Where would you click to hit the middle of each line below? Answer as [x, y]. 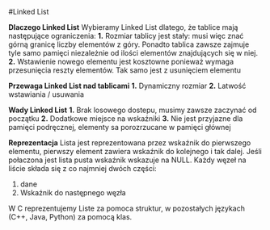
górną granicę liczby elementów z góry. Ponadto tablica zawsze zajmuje [129, 44]
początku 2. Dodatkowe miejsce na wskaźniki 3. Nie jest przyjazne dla [126, 119]
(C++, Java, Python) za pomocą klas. [70, 217]
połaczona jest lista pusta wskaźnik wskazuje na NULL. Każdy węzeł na [127, 160]
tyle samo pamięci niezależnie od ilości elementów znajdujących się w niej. [133, 53]
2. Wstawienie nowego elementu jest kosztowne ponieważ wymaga [121, 61]
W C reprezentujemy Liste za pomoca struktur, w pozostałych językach [127, 208]
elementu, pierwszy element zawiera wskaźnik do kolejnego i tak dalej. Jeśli [135, 151]
